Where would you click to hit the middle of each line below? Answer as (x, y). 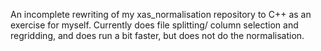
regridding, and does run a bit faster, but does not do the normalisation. (157, 35)
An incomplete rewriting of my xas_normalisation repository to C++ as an (161, 14)
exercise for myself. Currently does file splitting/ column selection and (154, 25)
